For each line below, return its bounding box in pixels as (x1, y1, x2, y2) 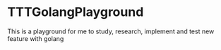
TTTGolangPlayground (7, 4, 144, 20)
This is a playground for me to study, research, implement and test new (7, 27, 215, 35)
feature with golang (7, 34, 64, 42)
